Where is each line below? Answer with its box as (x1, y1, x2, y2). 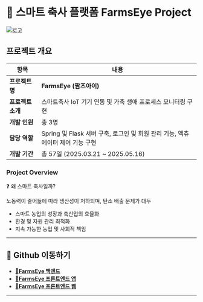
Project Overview (6, 168, 59, 176)
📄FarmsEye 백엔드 (14, 267, 60, 275)
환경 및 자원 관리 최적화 (14, 218, 71, 225)
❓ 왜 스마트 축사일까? (6, 182, 56, 190)
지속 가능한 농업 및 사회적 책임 (14, 225, 86, 233)
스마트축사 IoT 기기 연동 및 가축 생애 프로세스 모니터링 (41, 97, 186, 106)
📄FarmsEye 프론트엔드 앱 (14, 275, 77, 282)
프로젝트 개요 (6, 46, 53, 56)
